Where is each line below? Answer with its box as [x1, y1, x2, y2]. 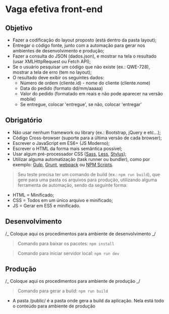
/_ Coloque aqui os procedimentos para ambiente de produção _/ [5, 278, 140, 284]
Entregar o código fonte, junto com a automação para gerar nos [12, 42, 145, 48]
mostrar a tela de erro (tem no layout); [12, 69, 92, 75]
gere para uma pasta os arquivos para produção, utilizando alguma [17, 177, 157, 183]
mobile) [20, 96, 36, 102]
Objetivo [5, 24, 33, 32]
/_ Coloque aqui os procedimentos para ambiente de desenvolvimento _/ [5, 231, 156, 237]
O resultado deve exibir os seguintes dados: [12, 75, 104, 80]
